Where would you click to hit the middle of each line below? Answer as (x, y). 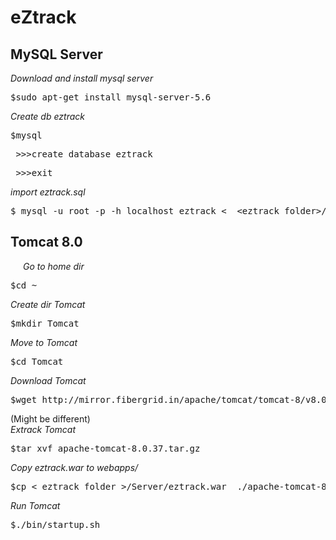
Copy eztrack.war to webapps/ (74, 467)
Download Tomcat (48, 380)
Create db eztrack (47, 116)
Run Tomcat (35, 505)
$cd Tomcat (37, 361)
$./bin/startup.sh (55, 524)
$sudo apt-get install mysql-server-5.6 (111, 97)
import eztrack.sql (48, 192)
